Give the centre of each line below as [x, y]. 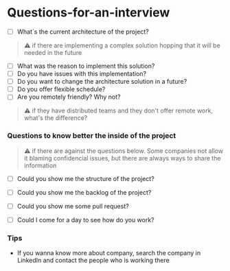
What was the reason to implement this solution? [86, 66]
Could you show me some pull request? [73, 206]
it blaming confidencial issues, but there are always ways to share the [122, 158]
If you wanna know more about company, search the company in [109, 253]
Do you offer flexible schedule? [61, 89]
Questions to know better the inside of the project [92, 136]
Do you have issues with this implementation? [81, 74]
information [40, 165]
